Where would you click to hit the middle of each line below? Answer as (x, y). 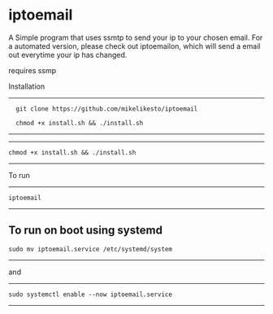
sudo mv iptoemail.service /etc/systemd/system (91, 249)
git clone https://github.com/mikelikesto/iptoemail (107, 109)
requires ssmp (32, 70)
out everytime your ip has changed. (68, 55)
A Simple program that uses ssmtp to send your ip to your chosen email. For (136, 37)
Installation (27, 86)
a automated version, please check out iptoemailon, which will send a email (134, 46)
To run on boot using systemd (85, 231)
